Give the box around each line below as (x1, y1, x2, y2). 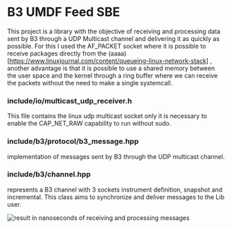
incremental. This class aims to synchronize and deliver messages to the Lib (7, 192, 225, 201)
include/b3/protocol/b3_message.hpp (7, 137, 139, 146)
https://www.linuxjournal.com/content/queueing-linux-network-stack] (9, 56, 209, 65)
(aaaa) (108, 49, 127, 58)
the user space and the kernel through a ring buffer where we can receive (7, 71, 218, 80)
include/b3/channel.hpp (7, 169, 91, 179)
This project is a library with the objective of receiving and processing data (7, 27, 221, 35)
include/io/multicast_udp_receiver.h (7, 96, 133, 105)
